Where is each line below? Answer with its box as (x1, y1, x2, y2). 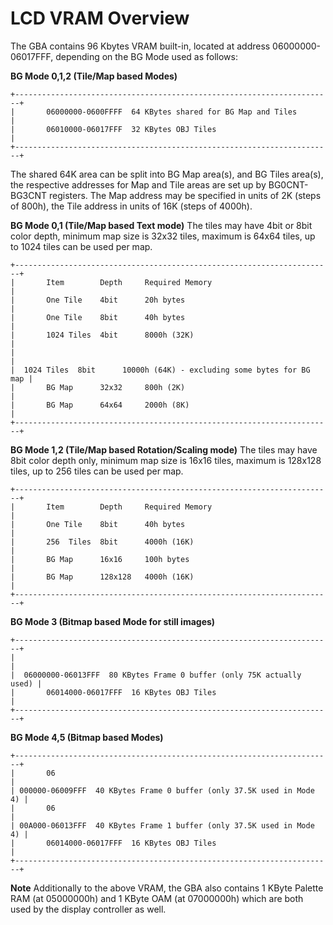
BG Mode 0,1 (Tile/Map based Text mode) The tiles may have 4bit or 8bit (10, 219, 313, 231)
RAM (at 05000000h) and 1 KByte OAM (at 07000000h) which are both (10, 892, 304, 904)
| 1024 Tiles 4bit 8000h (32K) (10, 330, 195, 340)
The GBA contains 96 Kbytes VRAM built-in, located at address (10, 40, 271, 52)
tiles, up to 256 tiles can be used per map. (10, 465, 184, 477)
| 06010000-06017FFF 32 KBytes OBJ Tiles (10, 124, 217, 134)
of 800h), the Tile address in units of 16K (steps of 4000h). (10, 200, 253, 212)
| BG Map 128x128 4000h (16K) (10, 572, 195, 582)
